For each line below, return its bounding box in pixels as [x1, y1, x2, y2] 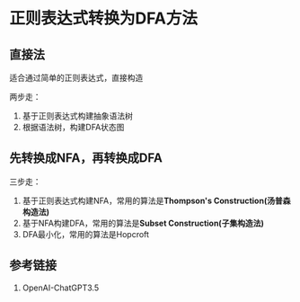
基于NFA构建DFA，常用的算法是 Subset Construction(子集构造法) [22, 218, 265, 228]
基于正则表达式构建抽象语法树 [22, 111, 133, 121]
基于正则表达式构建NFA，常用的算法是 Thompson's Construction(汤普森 [22, 195, 291, 206]
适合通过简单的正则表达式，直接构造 [9, 73, 144, 83]
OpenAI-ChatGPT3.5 [22, 282, 100, 293]
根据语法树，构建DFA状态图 [22, 122, 125, 132]
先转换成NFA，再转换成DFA [9, 150, 163, 166]
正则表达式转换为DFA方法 [9, 8, 199, 29]
